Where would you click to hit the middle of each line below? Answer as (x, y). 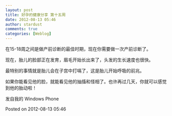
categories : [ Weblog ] (28, 34)
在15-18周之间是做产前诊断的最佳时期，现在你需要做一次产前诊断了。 (78, 49)
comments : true (21, 29)
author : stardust (24, 24)
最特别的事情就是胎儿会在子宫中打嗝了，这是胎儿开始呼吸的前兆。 (75, 71)
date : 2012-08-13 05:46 (31, 19)
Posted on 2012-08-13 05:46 (36, 109)
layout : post (19, 10)
